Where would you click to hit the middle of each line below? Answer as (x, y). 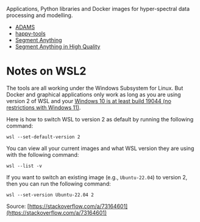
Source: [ (18, 206)
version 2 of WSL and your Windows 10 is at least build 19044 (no (89, 101)
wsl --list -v (24, 166)
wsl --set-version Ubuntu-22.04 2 (50, 195)
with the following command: (43, 154)
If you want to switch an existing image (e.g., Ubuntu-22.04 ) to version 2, (97, 177)
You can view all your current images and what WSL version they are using (100, 148)
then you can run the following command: (59, 184)
